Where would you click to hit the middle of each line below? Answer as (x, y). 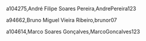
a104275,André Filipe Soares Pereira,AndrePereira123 (71, 9)
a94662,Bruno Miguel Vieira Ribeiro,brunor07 (61, 20)
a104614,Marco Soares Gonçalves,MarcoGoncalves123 (73, 31)
